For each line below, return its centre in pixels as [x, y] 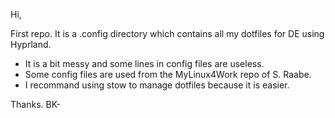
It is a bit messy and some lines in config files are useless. [144, 63]
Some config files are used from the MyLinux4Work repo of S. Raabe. [168, 74]
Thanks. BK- [35, 104]
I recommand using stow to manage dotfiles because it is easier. [157, 85]
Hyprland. [31, 44]
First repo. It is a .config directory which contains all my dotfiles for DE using [167, 33]
